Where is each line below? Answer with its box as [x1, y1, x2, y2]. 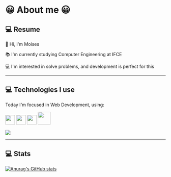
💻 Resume [5, 25, 41, 34]
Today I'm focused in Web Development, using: [5, 102, 104, 108]
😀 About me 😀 [5, 4, 70, 16]
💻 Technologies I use [5, 86, 75, 94]
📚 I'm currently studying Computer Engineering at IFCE [5, 52, 122, 57]
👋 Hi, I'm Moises [5, 41, 40, 47]
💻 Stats [5, 149, 31, 158]
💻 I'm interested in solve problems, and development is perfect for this [5, 63, 154, 69]
